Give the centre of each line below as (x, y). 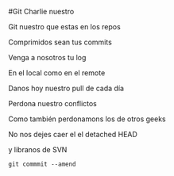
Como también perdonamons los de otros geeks (87, 119)
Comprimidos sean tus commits (60, 42)
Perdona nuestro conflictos (53, 103)
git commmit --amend (43, 164)
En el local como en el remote (57, 73)
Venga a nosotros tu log (47, 57)
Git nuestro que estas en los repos (64, 27)
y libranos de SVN (38, 149)
